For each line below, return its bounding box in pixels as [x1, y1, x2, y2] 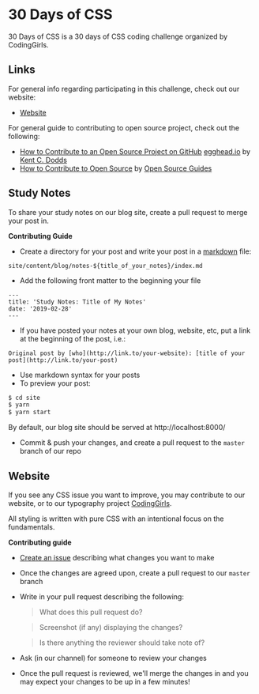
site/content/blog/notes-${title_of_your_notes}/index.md [8, 262, 203, 270]
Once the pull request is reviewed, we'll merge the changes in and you [19, 669, 249, 677]
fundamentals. [8, 522, 55, 531]
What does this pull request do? [39, 607, 143, 617]
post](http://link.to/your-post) [8, 356, 118, 364]
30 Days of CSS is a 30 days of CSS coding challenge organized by [8, 32, 228, 41]
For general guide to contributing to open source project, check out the [8, 123, 240, 132]
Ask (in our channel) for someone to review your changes [19, 654, 207, 662]
